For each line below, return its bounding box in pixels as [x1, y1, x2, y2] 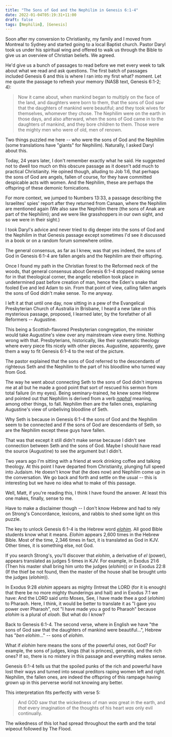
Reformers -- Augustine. [5, 316, 57, 323]
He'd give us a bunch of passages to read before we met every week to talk [5, 62, 165, 68]
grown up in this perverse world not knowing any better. [5, 679, 124, 686]
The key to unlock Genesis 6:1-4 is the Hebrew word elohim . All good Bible [5, 526, 163, 532]
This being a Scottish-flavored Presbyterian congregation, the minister [5, 327, 154, 333]
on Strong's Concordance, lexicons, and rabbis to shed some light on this [5, 511, 160, 517]
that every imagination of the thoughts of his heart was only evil [17, 705, 153, 711]
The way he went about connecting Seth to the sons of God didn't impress [5, 379, 162, 385]
